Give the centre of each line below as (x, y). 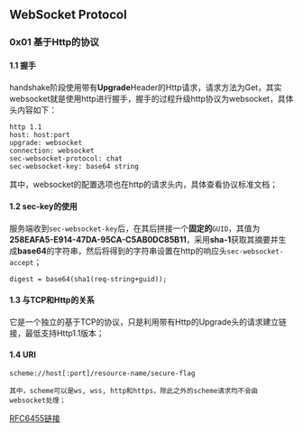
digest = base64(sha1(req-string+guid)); (88, 279)
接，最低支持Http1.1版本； (57, 333)
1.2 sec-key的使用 (44, 207)
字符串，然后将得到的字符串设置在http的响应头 (140, 251)
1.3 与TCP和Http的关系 (52, 300)
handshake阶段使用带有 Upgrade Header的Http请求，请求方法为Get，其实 (146, 87)
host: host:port (40, 134)
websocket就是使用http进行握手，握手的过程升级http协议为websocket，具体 (151, 98)
